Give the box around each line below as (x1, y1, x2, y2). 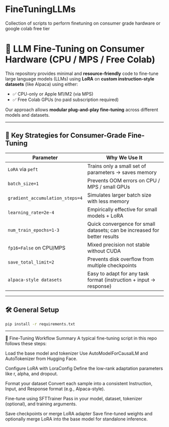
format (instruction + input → (87, 276, 156, 283)
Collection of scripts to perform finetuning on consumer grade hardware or (5, 20, 161, 26)
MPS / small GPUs (87, 183, 130, 190)
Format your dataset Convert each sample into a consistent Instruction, (5, 381, 152, 387)
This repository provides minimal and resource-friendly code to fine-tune (5, 70, 158, 76)
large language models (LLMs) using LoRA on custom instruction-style (5, 75, 154, 81)
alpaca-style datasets (8, 277, 62, 283)
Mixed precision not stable (87, 241, 150, 248)
